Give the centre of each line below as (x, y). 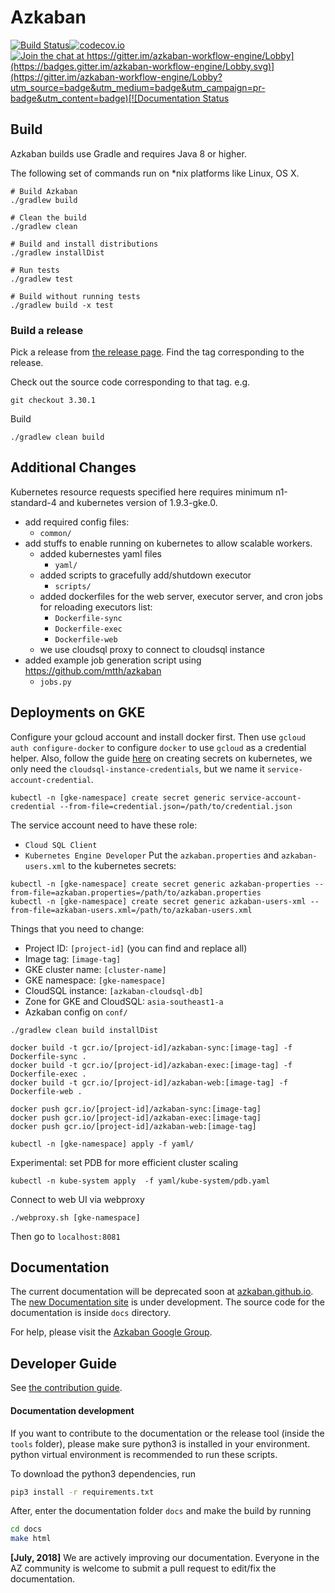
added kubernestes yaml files (100, 553)
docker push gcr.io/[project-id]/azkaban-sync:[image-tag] (136, 1109)
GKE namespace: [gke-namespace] (95, 980)
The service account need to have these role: (104, 825)
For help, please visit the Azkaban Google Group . (111, 1332)
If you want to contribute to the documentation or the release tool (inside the (167, 1433)
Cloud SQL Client (61, 845)
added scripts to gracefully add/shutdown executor (145, 575)
